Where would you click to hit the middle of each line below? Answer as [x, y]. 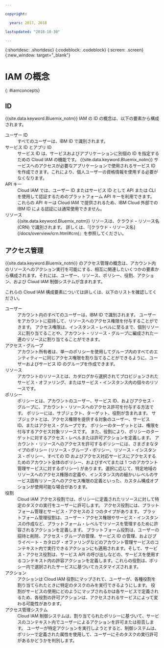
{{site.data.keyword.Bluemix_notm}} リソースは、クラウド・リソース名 [88, 221]
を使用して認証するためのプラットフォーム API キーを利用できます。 [86, 197]
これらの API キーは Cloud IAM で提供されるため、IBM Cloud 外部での [88, 203]
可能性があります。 [45, 603]
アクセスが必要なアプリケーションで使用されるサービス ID [97, 166]
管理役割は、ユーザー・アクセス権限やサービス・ [88, 517]
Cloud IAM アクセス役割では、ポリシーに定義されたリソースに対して [86, 499]
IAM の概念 [27, 76]
